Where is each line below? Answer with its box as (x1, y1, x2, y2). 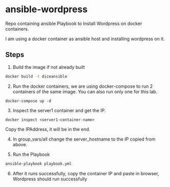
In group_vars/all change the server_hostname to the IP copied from (12, 136, 156, 142)
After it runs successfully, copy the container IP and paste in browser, (12, 170, 159, 176)
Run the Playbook (12, 151, 50, 157)
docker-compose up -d (5, 98, 52, 103)
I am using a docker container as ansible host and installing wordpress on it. (5, 36, 165, 42)
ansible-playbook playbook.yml (5, 161, 72, 166)
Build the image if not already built (12, 64, 85, 70)
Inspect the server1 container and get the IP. (12, 107, 106, 113)
